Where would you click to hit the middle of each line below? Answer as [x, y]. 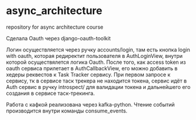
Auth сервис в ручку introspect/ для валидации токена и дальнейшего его [98, 87]
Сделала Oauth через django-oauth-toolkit [59, 38]
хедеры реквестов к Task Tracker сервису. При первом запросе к [88, 74]
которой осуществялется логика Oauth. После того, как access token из [96, 62]
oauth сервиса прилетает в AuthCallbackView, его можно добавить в [92, 68]
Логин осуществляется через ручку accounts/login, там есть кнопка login [98, 49]
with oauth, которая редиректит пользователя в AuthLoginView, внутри [94, 56]
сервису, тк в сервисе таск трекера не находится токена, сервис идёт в [97, 81]
